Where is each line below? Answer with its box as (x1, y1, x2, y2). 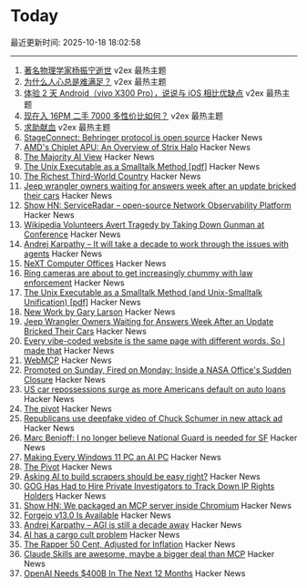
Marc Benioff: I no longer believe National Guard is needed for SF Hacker (23, 432, 298, 443)
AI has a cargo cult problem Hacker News (23, 529, 180, 540)
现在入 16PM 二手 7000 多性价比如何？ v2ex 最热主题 (23, 110, 224, 121)
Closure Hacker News (23, 374, 106, 385)
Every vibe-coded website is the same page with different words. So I (23, 335, 285, 346)
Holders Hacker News (23, 490, 107, 501)
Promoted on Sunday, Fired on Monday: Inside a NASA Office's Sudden (23, 364, 292, 375)
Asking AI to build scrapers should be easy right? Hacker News (23, 470, 261, 481)
